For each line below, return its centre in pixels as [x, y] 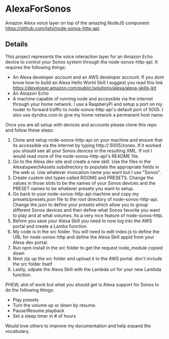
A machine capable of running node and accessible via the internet [83, 98]
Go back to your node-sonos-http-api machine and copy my [76, 194]
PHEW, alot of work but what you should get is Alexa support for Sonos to [82, 284]
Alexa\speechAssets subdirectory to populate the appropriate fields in [86, 167]
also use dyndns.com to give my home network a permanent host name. [88, 115]
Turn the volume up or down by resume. [54, 305]
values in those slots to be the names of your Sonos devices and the [84, 183]
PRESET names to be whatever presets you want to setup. [73, 188]
